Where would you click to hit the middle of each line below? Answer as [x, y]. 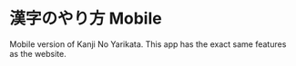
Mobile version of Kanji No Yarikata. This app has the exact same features [148, 44]
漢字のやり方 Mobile [86, 19]
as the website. [38, 53]
